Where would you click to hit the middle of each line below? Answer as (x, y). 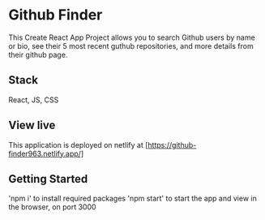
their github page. (38, 54)
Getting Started (48, 179)
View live (32, 125)
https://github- (172, 145)
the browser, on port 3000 (52, 207)
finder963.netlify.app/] (46, 153)
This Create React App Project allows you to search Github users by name (132, 37)
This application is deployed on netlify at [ (78, 145)
